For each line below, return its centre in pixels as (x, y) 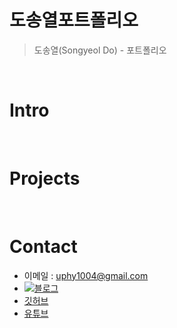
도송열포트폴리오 (74, 20)
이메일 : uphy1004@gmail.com (86, 275)
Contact (43, 247)
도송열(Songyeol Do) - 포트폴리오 (100, 50)
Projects (45, 178)
